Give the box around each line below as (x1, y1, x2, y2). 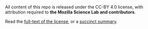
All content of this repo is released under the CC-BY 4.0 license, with (5, 4, 144, 10)
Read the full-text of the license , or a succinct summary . (5, 19, 118, 24)
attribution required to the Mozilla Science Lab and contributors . (5, 9, 136, 15)
